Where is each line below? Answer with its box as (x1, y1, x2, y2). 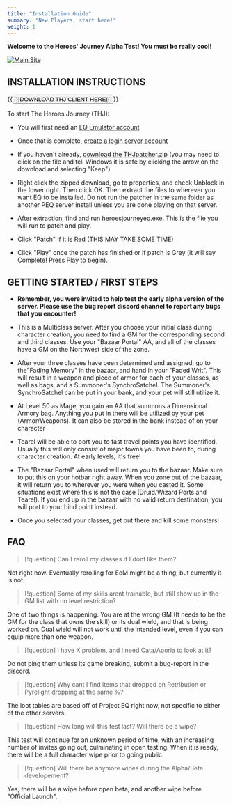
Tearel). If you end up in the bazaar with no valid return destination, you (17, 495, 223, 504)
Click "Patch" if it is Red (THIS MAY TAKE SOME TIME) (17, 235, 174, 244)
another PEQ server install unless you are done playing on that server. (17, 201, 218, 209)
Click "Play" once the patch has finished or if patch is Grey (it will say (17, 249, 216, 257)
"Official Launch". (7, 792, 58, 800)
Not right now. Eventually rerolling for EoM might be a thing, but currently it (7, 568, 222, 577)
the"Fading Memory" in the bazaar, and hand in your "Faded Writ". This (17, 366, 222, 374)
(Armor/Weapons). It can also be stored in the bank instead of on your (17, 417, 218, 425)
